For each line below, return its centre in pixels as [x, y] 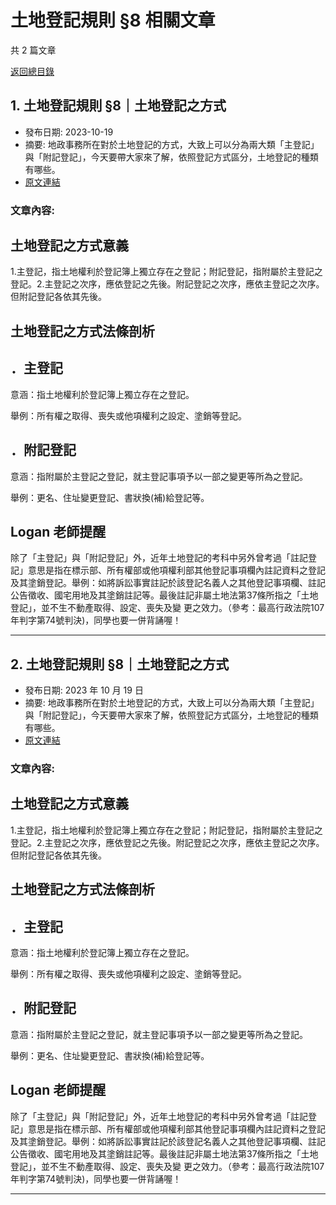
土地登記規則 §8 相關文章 [113, 20]
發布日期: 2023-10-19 [69, 132]
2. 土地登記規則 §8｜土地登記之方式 [120, 664]
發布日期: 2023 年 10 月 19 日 [84, 690]
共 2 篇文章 [33, 50]
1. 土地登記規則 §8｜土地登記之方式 [118, 106]
